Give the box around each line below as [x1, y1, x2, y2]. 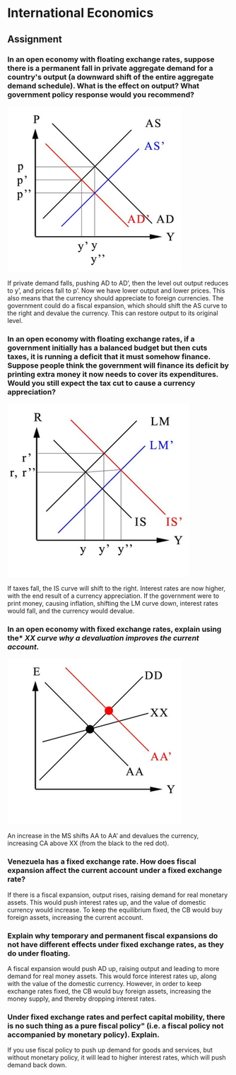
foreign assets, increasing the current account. [7, 913, 143, 922]
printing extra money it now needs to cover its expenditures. [7, 369, 219, 379]
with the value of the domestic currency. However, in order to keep [7, 980, 202, 988]
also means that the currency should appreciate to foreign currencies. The [7, 293, 224, 302]
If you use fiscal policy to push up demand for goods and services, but [7, 1046, 213, 1055]
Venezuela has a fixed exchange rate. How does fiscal [7, 857, 196, 867]
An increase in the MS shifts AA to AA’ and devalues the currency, [7, 832, 199, 840]
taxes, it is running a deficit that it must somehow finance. [7, 351, 211, 361]
